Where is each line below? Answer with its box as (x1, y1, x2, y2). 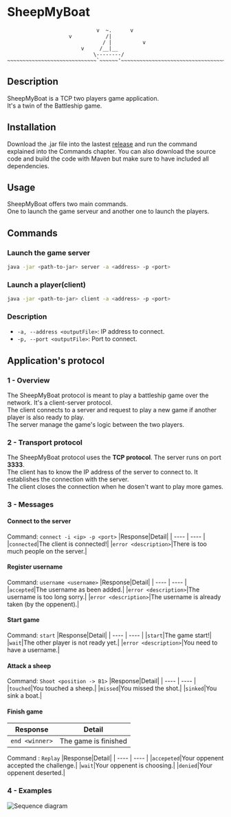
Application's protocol (7, 354, 105, 366)
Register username (7, 563, 63, 571)
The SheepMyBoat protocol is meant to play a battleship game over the (7, 391, 209, 400)
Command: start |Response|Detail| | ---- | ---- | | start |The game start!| (7, 631, 212, 639)
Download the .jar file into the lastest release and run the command (7, 139, 197, 148)
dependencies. (7, 161, 49, 170)
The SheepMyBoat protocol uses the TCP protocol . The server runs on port (7, 453, 221, 462)
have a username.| (7, 645, 60, 654)
